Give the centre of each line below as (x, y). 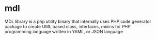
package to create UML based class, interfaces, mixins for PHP (68, 26)
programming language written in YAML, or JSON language (64, 31)
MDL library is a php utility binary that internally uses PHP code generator (78, 21)
